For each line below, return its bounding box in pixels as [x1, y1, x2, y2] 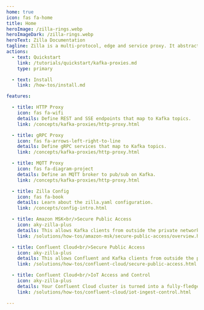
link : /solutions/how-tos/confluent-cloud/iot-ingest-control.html [17, 289, 191, 295]
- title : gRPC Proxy [12, 132, 64, 138]
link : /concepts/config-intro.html [17, 205, 107, 211]
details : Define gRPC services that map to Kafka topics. [17, 144, 167, 150]
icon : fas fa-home [6, 15, 53, 21]
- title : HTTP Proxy [12, 104, 64, 110]
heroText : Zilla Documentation [6, 37, 86, 43]
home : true [6, 9, 34, 15]
